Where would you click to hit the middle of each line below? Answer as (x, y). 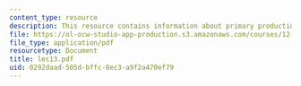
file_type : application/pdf (62, 43)
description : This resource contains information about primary (132, 26)
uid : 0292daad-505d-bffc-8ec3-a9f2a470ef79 (92, 68)
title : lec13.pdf (42, 59)
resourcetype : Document (54, 51)
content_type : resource (54, 17)
